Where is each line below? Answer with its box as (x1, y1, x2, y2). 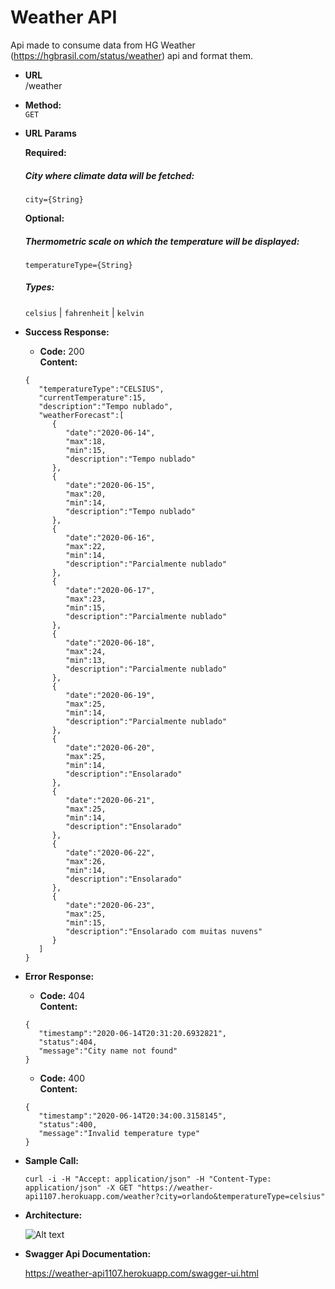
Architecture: (24, 1209, 83, 1221)
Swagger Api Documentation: (24, 1247, 152, 1260)
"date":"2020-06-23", (65, 900, 156, 910)
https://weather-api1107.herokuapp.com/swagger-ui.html (24, 1267, 259, 1279)
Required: (24, 146, 67, 158)
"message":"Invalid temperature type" (38, 1128, 200, 1138)
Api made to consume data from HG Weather (10, 39, 196, 51)
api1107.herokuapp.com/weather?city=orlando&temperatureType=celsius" (24, 1191, 326, 1201)
